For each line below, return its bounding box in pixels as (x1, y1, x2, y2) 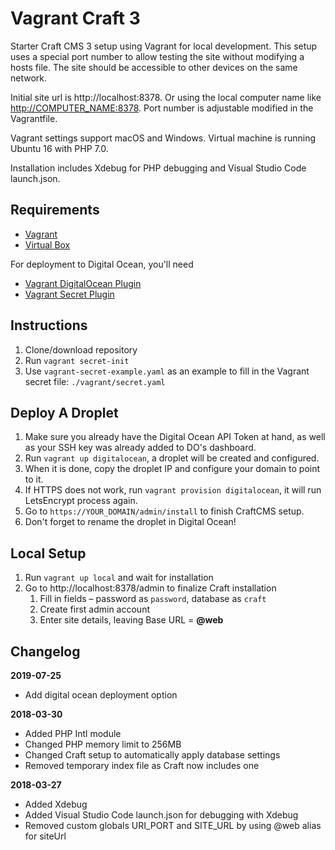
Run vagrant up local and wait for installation (24, 572, 214, 584)
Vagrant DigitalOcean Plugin (24, 277, 142, 289)
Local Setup (10, 545, 87, 562)
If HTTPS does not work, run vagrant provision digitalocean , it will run (24, 484, 322, 496)
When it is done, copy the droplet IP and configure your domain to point (24, 463, 321, 475)
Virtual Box (24, 238, 71, 251)
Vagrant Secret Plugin (24, 288, 115, 300)
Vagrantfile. (10, 112, 58, 124)
